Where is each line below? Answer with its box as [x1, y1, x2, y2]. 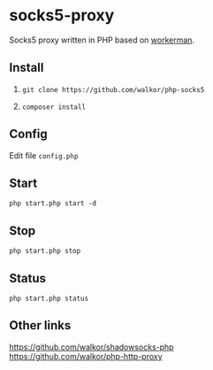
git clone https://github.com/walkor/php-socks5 [21, 85, 205, 94]
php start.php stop [9, 247, 81, 256]
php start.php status [9, 294, 89, 303]
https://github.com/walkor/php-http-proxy [9, 351, 163, 361]
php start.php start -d [9, 199, 97, 208]
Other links [9, 318, 72, 333]
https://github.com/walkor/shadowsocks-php [9, 342, 174, 352]
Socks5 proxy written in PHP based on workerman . [9, 35, 195, 45]
